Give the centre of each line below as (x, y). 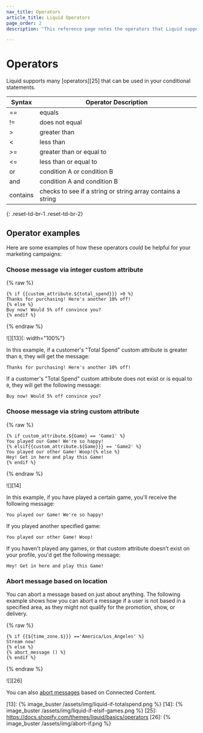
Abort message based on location (57, 581)
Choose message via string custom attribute (73, 412)
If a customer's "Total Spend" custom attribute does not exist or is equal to (99, 379)
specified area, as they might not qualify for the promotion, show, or (91, 607)
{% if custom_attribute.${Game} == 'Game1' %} (66, 436)
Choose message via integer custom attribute (75, 269)
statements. (21, 87)
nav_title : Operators (34, 12)
